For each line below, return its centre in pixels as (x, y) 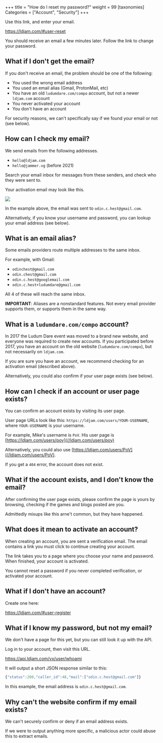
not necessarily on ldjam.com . (35, 352)
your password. (21, 46)
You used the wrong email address (47, 82)
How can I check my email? (47, 139)
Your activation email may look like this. (45, 189)
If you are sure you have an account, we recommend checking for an (75, 361)
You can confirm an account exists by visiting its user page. (65, 411)
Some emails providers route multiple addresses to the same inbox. (73, 250)
